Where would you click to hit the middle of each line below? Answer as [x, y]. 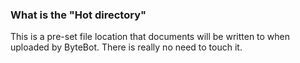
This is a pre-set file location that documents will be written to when [150, 37]
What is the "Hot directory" [78, 15]
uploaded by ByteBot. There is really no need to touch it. [126, 47]
